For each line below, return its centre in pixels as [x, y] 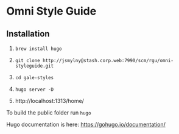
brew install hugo [38, 49]
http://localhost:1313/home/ [49, 101]
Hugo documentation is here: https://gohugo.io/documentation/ [86, 124]
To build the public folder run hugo [49, 113]
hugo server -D [34, 90]
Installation [28, 34]
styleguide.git [34, 66]
